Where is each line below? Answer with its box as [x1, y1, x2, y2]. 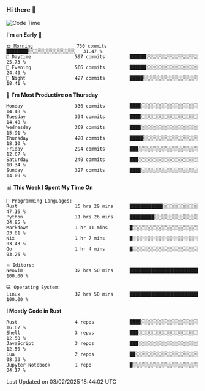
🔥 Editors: [6, 263, 35, 269]
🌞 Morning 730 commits [6, 43, 107, 50]
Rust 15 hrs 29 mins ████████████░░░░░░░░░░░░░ [6, 203, 199, 210]
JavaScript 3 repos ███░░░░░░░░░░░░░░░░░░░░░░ [6, 341, 199, 347]
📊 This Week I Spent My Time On [6, 184, 93, 192]
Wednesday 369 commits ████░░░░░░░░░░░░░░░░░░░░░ [6, 125, 199, 131]
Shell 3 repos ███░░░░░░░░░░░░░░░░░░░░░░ [6, 330, 199, 336]
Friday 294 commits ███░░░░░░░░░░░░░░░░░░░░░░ [6, 146, 199, 152]
